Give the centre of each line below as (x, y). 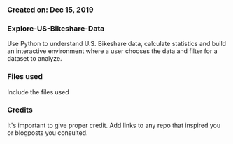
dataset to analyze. (35, 59)
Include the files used (38, 92)
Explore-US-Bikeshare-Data (56, 28)
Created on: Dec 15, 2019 (50, 10)
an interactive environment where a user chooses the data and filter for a (113, 51)
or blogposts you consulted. (48, 132)
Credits (20, 110)
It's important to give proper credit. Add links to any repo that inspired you (114, 125)
